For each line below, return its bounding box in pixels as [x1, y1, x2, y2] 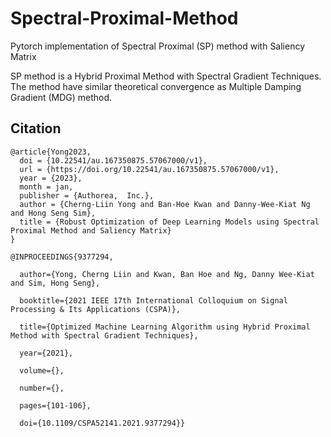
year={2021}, [19, 348, 74, 358]
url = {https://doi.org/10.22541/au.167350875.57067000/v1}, [19, 164, 280, 174]
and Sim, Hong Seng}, [10, 278, 101, 288]
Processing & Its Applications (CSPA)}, [10, 304, 182, 314]
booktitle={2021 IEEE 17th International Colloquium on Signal [19, 295, 288, 306]
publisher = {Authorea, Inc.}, [19, 190, 155, 201]
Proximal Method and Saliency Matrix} [10, 225, 172, 236]
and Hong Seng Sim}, [10, 208, 97, 218]
